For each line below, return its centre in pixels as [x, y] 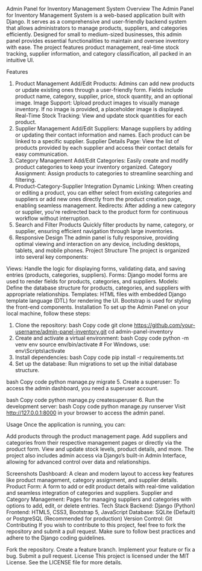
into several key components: [52, 257]
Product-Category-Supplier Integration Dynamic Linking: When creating [104, 186]
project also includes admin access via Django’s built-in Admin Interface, [96, 455]
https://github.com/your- [165, 325]
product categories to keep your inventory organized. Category [93, 167]
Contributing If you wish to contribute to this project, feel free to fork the [96, 525]
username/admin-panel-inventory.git [61, 331]
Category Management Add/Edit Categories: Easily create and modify [102, 160]
